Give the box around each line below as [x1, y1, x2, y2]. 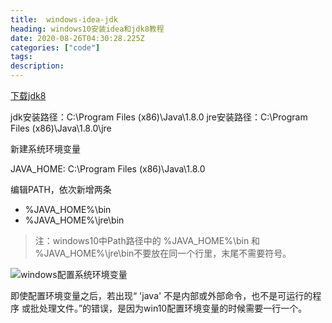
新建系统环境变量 [10, 143, 81, 155]
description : [10, 61, 65, 71]
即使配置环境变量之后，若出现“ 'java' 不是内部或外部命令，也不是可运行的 [10, 290, 313, 301]
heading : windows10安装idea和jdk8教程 [10, 24, 165, 34]
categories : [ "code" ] [10, 42, 101, 53]
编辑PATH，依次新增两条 [10, 184, 112, 195]
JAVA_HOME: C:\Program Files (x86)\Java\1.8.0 [10, 163, 206, 175]
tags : [10, 52, 33, 62]
